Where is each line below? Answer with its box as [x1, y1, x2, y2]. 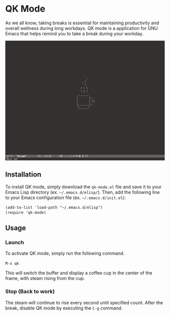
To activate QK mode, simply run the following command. [5, 250, 125, 256]
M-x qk [5, 261, 19, 266]
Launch [5, 239, 24, 246]
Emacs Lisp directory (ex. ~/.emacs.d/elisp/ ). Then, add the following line [5, 189, 160, 195]
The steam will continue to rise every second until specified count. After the [5, 299, 163, 305]
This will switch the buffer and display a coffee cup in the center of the [5, 270, 153, 276]
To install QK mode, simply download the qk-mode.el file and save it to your [5, 183, 162, 190]
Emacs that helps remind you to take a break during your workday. [5, 30, 144, 36]
